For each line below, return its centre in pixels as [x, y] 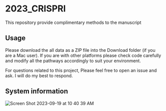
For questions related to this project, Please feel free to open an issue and [81, 70]
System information [37, 91]
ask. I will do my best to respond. [39, 76]
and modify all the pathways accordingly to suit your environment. [73, 61]
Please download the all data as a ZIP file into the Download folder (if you [80, 50]
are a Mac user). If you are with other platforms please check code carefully [83, 55]
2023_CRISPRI [36, 9]
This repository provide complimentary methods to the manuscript [73, 22]
